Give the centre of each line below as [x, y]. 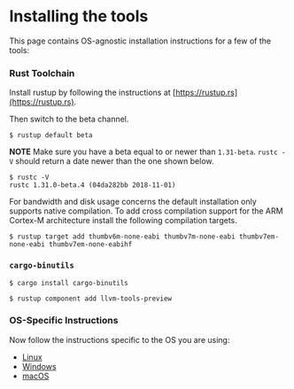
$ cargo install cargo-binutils [69, 283]
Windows [39, 366]
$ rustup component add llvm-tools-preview [91, 299]
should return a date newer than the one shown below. [115, 161]
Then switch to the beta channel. [69, 119]
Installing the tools [79, 16]
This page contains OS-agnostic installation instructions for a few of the [140, 41]
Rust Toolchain [42, 73]
